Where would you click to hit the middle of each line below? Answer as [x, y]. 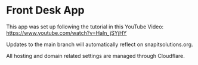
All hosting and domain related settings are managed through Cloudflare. [95, 56]
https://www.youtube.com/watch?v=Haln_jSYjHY [66, 32]
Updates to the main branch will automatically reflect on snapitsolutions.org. [100, 44]
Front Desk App [45, 10]
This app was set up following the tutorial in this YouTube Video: [85, 27]
